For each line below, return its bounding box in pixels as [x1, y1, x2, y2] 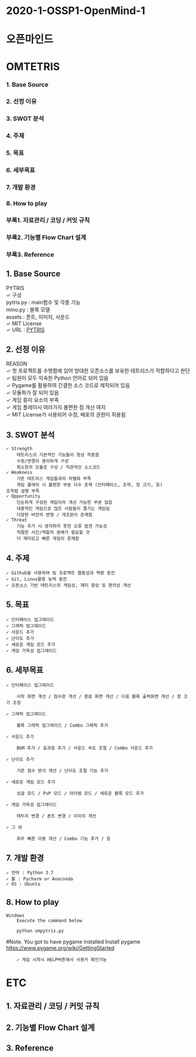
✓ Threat [6, 517, 27, 523]
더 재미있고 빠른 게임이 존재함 [16, 536, 80, 542]
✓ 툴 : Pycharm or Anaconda [6, 876, 73, 882]
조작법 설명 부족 [6, 488, 40, 494]
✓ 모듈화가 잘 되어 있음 [6, 389, 60, 396]
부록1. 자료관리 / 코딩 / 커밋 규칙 [6, 216, 90, 224]
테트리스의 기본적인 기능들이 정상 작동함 [16, 452, 99, 458]
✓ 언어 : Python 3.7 [6, 870, 54, 876]
